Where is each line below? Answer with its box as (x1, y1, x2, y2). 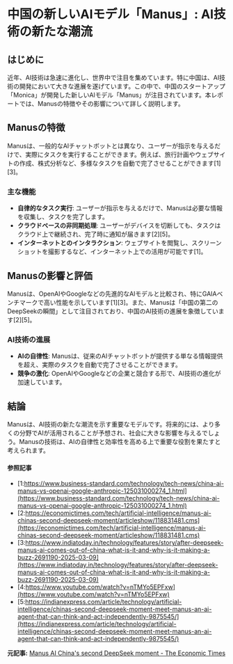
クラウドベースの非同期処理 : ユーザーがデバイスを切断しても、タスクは (17, 221, 221, 230)
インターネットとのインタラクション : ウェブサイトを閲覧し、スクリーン (17, 239, 222, 247)
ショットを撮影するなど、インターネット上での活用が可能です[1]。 (17, 248, 207, 256)
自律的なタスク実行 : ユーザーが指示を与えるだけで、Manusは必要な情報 (17, 204, 223, 212)
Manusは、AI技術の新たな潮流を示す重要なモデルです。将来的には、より (7, 420, 215, 429)
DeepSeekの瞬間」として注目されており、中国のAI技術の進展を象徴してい (7, 307, 219, 315)
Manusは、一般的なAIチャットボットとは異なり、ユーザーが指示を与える (7, 141, 215, 150)
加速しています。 (17, 378, 66, 386)
